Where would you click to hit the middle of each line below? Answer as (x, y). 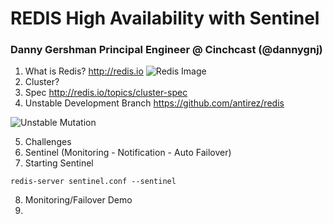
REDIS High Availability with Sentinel (165, 18)
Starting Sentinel (59, 163)
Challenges (48, 142)
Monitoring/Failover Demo (78, 200)
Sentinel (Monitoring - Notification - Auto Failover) (128, 153)
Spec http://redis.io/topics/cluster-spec (106, 93)
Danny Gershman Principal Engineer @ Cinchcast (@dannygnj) (166, 50)
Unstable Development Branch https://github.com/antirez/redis (154, 103)
